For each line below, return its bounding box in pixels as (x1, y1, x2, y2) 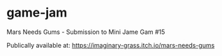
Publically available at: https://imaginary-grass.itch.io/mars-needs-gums (6, 41, 215, 49)
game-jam (6, 5, 68, 21)
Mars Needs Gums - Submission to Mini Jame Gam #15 (6, 28, 165, 36)
